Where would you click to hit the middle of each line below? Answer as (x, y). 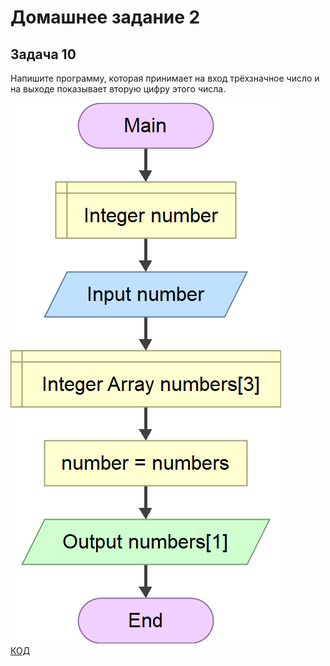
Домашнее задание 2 (105, 17)
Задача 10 (43, 54)
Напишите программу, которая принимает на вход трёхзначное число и (165, 78)
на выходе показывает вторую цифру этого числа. (118, 89)
